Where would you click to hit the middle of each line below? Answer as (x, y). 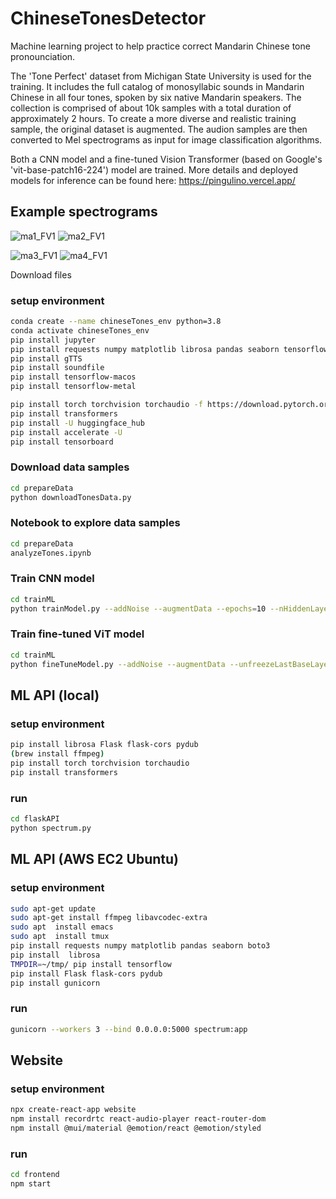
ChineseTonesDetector (108, 18)
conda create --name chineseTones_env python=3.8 (116, 322)
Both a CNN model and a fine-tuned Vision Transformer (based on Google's (166, 159)
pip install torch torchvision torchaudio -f (106, 405)
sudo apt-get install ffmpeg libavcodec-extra (109, 918)
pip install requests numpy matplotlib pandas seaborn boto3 (140, 946)
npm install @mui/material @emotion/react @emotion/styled (136, 1128)
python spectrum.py (51, 828)
